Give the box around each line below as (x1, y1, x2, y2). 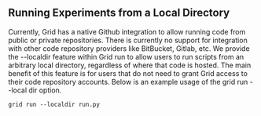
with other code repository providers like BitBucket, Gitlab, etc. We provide (8, 43, 250, 53)
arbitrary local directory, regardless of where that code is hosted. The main (8, 60, 252, 70)
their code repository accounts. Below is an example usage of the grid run (8, 77, 248, 86)
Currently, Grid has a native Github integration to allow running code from (8, 27, 246, 36)
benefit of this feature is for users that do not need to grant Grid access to (8, 68, 248, 78)
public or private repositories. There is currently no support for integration (8, 35, 248, 45)
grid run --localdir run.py (8, 100, 101, 108)
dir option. (28, 85, 62, 95)
